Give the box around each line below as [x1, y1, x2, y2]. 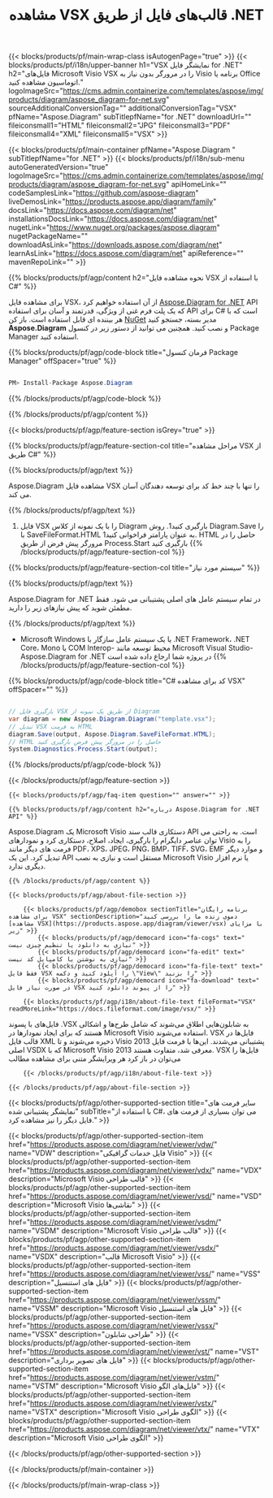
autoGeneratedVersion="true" [8, 162, 109, 172]
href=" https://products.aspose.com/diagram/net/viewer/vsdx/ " [8, 1243, 219, 1253]
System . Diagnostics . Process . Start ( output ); [8, 745, 158, 753]
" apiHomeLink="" [165, 180, 227, 189]
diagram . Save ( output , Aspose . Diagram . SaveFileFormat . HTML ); [8, 730, 217, 738]
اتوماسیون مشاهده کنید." [8, 77, 84, 87]
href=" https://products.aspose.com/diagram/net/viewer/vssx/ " [8, 1321, 219, 1331]
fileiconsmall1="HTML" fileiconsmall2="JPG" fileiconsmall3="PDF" [8, 120, 231, 131]
